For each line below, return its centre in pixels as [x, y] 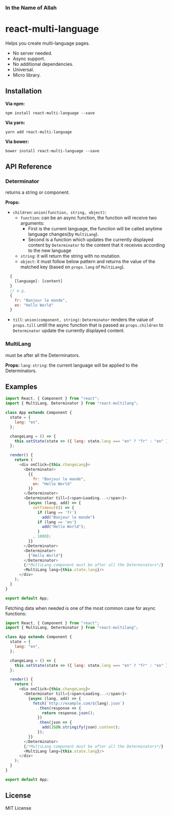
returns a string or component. [38, 192]
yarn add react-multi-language [39, 132]
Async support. [29, 59]
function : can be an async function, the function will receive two [89, 218]
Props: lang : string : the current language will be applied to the [72, 365]
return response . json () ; [68, 713]
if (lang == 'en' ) [57, 522]
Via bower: [17, 141]
